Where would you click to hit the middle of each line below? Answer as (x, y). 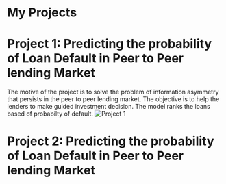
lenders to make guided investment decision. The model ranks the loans (109, 107)
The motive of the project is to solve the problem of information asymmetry (113, 92)
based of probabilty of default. (50, 114)
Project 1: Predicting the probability (110, 44)
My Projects (42, 13)
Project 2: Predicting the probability (111, 141)
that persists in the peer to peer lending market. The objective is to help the (113, 99)
